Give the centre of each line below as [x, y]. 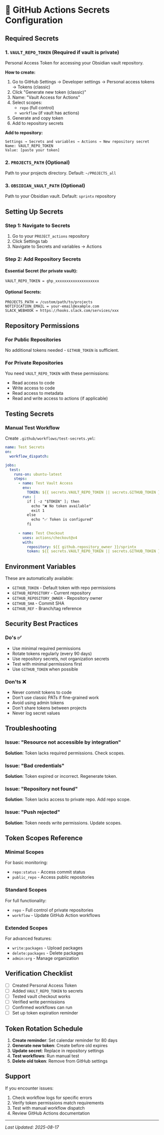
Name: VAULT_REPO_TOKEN [29, 146]
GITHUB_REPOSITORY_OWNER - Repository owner [57, 598]
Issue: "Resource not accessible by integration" [63, 742]
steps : [20, 479]
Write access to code [33, 388]
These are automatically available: [39, 578]
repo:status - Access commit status [49, 872]
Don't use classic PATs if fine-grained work [55, 698]
